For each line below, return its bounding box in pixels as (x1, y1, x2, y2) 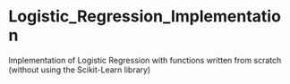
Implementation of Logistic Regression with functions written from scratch (8, 55, 282, 65)
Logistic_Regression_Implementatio (8, 6, 281, 27)
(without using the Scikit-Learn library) (8, 64, 151, 75)
